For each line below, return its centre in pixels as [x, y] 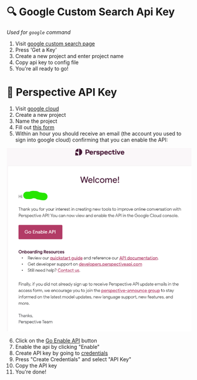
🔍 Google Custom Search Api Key [91, 12]
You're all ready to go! [42, 68]
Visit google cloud [37, 108]
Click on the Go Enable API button [56, 340]
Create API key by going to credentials [61, 353]
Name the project [36, 121]
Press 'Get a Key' [36, 50]
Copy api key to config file [47, 62]
